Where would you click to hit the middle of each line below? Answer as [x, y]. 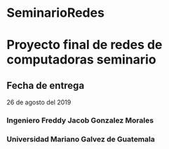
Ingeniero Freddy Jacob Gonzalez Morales [80, 120]
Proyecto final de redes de [84, 45]
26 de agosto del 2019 [39, 102]
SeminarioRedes [55, 13]
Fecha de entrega [46, 85]
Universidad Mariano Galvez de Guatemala [81, 139]
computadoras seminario [81, 60]
